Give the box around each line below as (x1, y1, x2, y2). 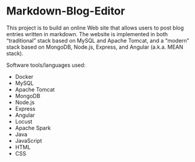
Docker (15, 73, 34, 80)
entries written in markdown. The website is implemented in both (6, 30, 168, 37)
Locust (15, 117, 33, 125)
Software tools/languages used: (6, 61, 86, 69)
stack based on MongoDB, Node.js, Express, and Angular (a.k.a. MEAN (6, 43, 183, 51)
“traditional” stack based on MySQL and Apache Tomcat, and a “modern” (6, 37, 190, 44)
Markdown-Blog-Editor (6, 4, 125, 18)
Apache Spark (15, 124, 51, 131)
